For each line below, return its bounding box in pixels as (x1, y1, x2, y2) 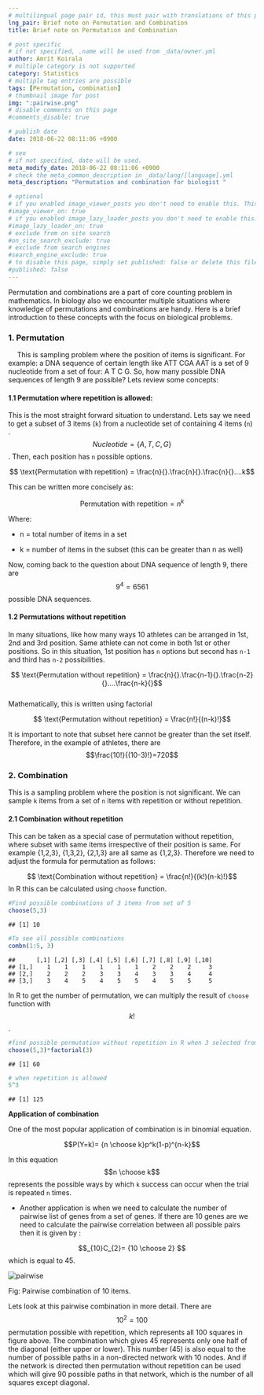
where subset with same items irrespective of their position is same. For (8, 840, 241, 850)
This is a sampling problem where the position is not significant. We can (8, 788, 241, 797)
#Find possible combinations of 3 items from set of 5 (8, 899, 192, 907)
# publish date (8, 127, 58, 136)
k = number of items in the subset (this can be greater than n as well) (19, 544, 244, 554)
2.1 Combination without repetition (8, 814, 123, 823)
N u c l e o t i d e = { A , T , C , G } (92, 440, 172, 449)
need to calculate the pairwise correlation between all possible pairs (19, 1220, 241, 1230)
